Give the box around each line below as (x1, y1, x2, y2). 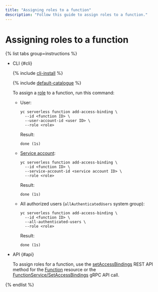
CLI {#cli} (12, 60, 33, 66)
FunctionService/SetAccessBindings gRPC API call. (12, 272, 120, 278)
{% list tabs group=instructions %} (5, 51, 77, 57)
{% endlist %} (5, 282, 34, 288)
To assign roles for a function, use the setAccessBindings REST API (12, 261, 153, 267)
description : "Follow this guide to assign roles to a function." (5, 12, 148, 17)
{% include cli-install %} (12, 70, 63, 76)
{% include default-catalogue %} (12, 80, 82, 86)
